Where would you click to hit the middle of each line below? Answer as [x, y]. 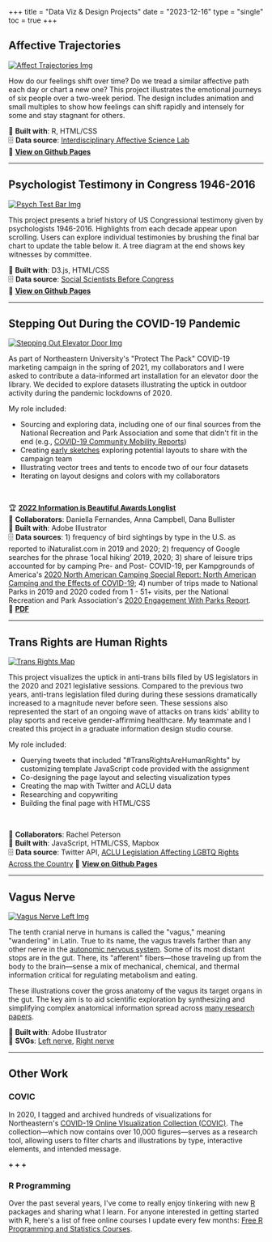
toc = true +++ [33, 20]
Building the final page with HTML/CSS [85, 803]
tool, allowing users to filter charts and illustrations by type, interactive [125, 1140]
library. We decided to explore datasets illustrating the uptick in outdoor [127, 384]
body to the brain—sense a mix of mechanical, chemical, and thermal [124, 967]
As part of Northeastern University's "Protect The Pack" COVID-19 [119, 358]
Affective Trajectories [65, 46]
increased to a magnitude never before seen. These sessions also [118, 703]
